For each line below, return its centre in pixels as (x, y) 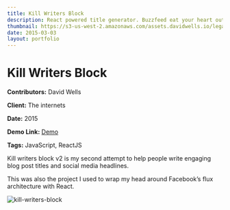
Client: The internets (37, 105)
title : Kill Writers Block (46, 13)
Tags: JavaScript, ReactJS (44, 145)
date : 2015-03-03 (32, 33)
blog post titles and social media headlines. (68, 166)
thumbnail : (23, 26)
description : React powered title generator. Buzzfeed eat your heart (110, 20)
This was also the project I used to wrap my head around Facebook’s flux (110, 179)
